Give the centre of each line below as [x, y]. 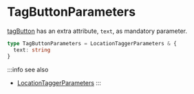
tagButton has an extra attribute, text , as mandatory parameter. [97, 31]
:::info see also [28, 69]
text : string [32, 50]
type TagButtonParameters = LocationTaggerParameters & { [92, 43]
